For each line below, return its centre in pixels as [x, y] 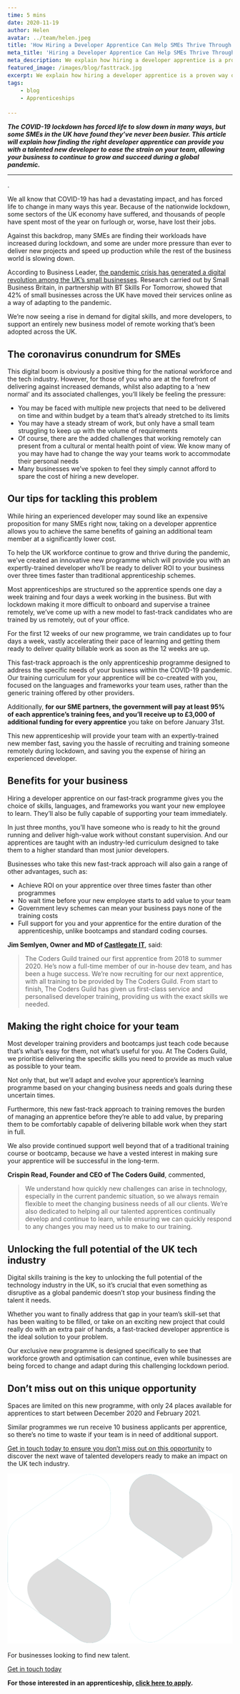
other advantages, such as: [47, 871]
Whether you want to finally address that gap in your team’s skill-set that [114, 1314]
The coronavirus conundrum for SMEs [94, 354]
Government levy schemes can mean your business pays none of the [120, 908]
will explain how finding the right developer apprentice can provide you [116, 142]
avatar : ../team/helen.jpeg [49, 38]
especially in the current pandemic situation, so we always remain [122, 1196]
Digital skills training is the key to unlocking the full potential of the [105, 1277]
